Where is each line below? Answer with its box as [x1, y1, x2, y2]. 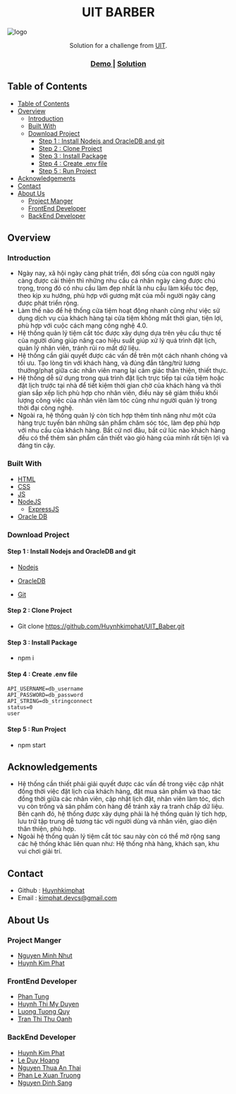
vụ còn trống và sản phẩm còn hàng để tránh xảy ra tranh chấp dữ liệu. [17, 802, 224, 811]
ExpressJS [27, 504, 60, 513]
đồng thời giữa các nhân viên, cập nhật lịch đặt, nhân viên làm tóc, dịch [17, 795, 225, 803]
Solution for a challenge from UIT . [69, 41, 168, 49]
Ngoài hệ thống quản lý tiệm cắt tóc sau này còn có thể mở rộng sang [17, 832, 221, 840]
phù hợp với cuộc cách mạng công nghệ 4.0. [17, 321, 148, 330]
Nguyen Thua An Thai [17, 1063, 82, 1071]
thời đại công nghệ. [17, 404, 74, 412]
